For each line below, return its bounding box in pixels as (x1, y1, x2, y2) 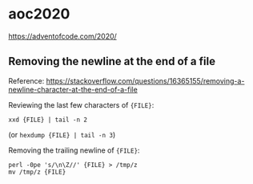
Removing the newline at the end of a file (8, 55, 216, 68)
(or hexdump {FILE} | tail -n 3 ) (8, 129, 116, 139)
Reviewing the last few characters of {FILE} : (8, 100, 155, 109)
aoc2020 (8, 5, 70, 23)
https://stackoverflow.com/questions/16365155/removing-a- (46, 76, 245, 85)
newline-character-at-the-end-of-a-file (8, 84, 138, 94)
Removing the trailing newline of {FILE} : (8, 145, 140, 155)
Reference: (8, 76, 45, 85)
